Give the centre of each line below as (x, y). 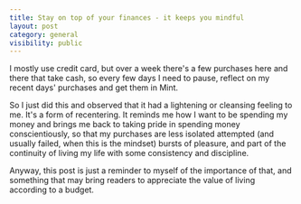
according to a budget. (52, 190)
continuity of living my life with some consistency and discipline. (129, 153)
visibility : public (46, 43)
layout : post (34, 26)
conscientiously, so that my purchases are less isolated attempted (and (141, 134)
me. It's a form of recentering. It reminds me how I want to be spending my (149, 115)
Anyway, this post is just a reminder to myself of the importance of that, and (150, 171)
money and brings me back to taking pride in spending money (125, 125)
